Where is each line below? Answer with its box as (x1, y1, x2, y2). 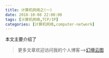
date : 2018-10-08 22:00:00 (5, 12, 62, 17)
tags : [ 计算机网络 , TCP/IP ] (5, 17, 58, 22)
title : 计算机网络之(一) (5, 7, 52, 13)
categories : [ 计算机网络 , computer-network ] (5, 21, 95, 27)
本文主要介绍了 (5, 36, 37, 42)
